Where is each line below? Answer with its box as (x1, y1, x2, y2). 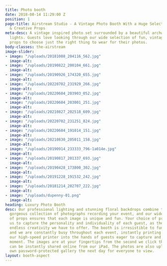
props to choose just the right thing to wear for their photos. (9, 40, 148, 45)
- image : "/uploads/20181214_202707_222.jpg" (5, 184, 101, 189)
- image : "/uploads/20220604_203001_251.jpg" (5, 100, 101, 105)
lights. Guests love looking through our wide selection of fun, (9, 35, 148, 40)
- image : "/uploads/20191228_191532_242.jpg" (5, 174, 101, 180)
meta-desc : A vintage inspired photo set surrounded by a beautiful (5, 30, 150, 35)
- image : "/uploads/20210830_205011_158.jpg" (5, 137, 101, 142)
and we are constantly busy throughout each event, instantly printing (9, 230, 162, 235)
